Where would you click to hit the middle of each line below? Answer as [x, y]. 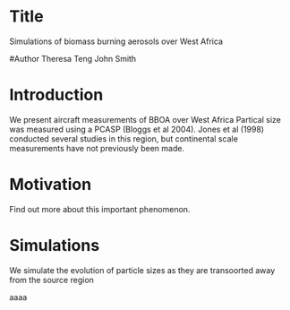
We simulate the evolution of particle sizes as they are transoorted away [142, 270]
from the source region [51, 280]
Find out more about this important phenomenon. [100, 209]
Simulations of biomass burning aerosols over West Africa [116, 41]
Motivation [51, 185]
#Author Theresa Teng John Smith [73, 58]
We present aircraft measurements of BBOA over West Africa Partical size [145, 119]
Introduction [56, 95]
